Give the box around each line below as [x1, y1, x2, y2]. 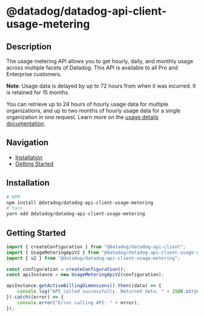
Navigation [6, 138, 49, 148]
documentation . [6, 120, 46, 127]
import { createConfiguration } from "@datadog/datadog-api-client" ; [6, 243, 186, 250]
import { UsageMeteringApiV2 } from [6, 249, 99, 256]
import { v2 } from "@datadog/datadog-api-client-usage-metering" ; [6, 255, 181, 261]
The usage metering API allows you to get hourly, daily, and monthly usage [6, 58, 193, 64]
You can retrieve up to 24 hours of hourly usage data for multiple [6, 100, 169, 108]
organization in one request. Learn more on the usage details [6, 114, 159, 120]
